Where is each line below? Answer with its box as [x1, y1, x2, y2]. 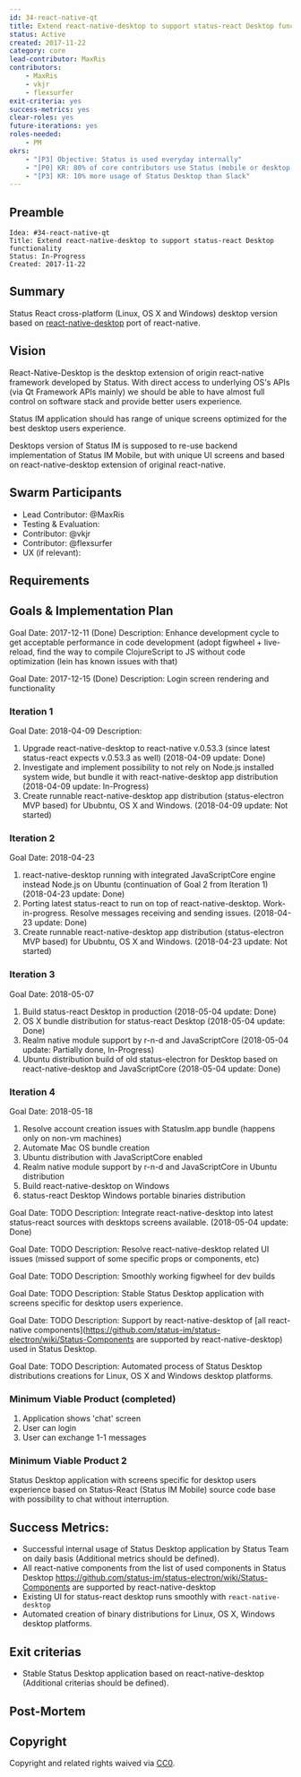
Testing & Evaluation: [21, 518, 100, 529]
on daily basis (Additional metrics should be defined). [21, 1553, 219, 1565]
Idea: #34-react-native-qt [9, 229, 110, 238]
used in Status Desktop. [9, 1343, 98, 1354]
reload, [9, 646, 36, 657]
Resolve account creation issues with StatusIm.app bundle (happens [21, 1123, 276, 1134]
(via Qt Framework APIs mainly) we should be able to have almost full [9, 386, 265, 397]
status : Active [9, 30, 66, 39]
